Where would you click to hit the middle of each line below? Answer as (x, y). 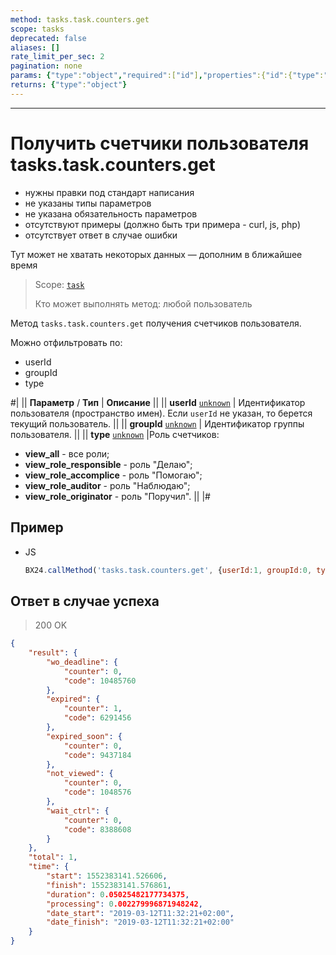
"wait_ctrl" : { (78, 811)
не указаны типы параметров (88, 203)
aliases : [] (35, 47)
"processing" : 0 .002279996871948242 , (124, 904)
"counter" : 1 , (93, 709)
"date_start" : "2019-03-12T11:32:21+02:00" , (140, 913)
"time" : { (49, 867)
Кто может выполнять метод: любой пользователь (143, 303)
